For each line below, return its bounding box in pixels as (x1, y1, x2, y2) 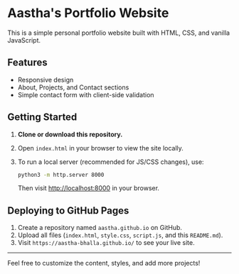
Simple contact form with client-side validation (17, 90, 154, 99)
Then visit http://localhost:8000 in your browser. (17, 184, 160, 192)
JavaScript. (7, 35, 41, 44)
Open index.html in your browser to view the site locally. (17, 143, 184, 152)
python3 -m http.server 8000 (17, 171, 105, 178)
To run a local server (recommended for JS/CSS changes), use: (17, 158, 204, 166)
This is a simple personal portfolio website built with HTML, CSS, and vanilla (7, 28, 230, 37)
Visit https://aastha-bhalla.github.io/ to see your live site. (17, 239, 195, 247)
